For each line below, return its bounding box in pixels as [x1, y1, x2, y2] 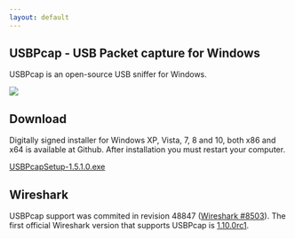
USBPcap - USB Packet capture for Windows [9, 46, 260, 61]
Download [9, 112, 67, 127]
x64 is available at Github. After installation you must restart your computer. [9, 144, 286, 155]
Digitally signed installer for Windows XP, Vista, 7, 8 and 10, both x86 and [9, 135, 276, 146]
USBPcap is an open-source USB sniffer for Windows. [9, 69, 207, 80]
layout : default [9, 12, 69, 22]
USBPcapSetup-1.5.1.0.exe [9, 161, 106, 173]
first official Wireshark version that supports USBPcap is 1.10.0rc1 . [9, 220, 250, 231]
